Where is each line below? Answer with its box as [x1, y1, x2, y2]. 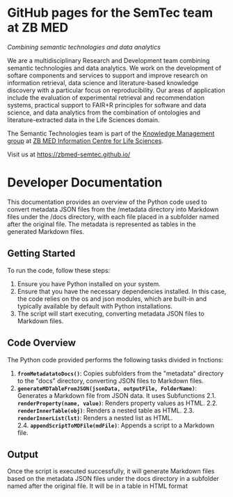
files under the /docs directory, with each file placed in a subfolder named [7, 212, 219, 221]
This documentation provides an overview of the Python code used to [7, 198, 207, 206]
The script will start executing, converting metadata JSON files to [17, 309, 205, 318]
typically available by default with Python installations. [17, 302, 172, 310]
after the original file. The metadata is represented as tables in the [7, 220, 196, 228]
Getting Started [7, 248, 76, 260]
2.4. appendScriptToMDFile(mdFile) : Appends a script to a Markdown [17, 421, 214, 429]
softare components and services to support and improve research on [7, 71, 209, 80]
